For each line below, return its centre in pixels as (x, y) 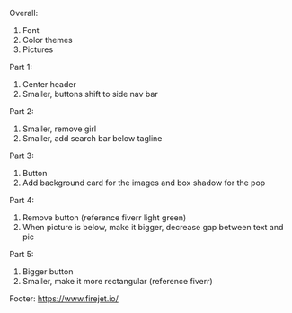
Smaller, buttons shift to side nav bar (90, 94)
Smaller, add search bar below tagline (92, 138)
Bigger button (48, 272)
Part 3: (22, 156)
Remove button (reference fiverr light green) (104, 218)
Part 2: (22, 111)
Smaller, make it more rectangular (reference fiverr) (117, 281)
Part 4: (22, 200)
